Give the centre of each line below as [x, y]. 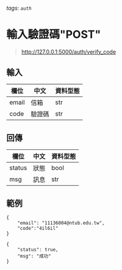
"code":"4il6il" [38, 228]
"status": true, [38, 249]
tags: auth [19, 8]
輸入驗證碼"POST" [54, 34]
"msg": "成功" [34, 256]
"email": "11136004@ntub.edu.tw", [61, 223]
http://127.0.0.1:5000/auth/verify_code [69, 52]
